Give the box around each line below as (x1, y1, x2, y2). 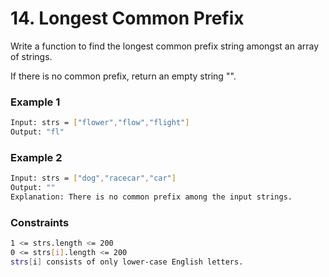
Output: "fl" (10, 127, 65, 137)
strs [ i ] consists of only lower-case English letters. (10, 257, 244, 267)
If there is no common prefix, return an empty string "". (10, 70, 237, 82)
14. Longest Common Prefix (10, 7, 245, 30)
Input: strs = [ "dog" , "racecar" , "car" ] (10, 173, 177, 184)
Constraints (10, 215, 70, 229)
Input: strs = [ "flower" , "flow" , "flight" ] (10, 118, 190, 128)
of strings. (10, 50, 53, 62)
